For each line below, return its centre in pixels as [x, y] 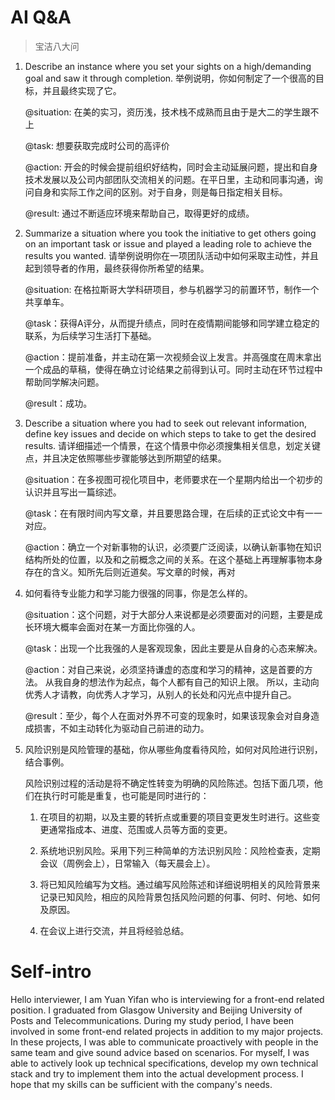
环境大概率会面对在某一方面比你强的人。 [117, 627]
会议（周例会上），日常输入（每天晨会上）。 [127, 863]
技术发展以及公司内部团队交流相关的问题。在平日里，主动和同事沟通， [169, 179]
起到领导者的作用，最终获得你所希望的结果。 [117, 268]
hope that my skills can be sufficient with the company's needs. [141, 1084]
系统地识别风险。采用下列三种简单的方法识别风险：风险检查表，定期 [180, 850]
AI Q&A [41, 17]
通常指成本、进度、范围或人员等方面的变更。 [140, 829]
